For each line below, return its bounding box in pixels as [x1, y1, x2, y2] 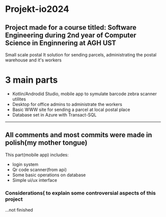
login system [12, 161, 39, 167]
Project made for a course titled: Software [5, 23, 137, 32]
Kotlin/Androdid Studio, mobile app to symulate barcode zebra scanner [12, 91, 157, 97]
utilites [12, 96, 26, 102]
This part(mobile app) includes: [5, 152, 69, 158]
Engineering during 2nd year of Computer [5, 31, 137, 39]
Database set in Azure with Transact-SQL [12, 111, 97, 117]
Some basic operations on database [12, 172, 86, 178]
